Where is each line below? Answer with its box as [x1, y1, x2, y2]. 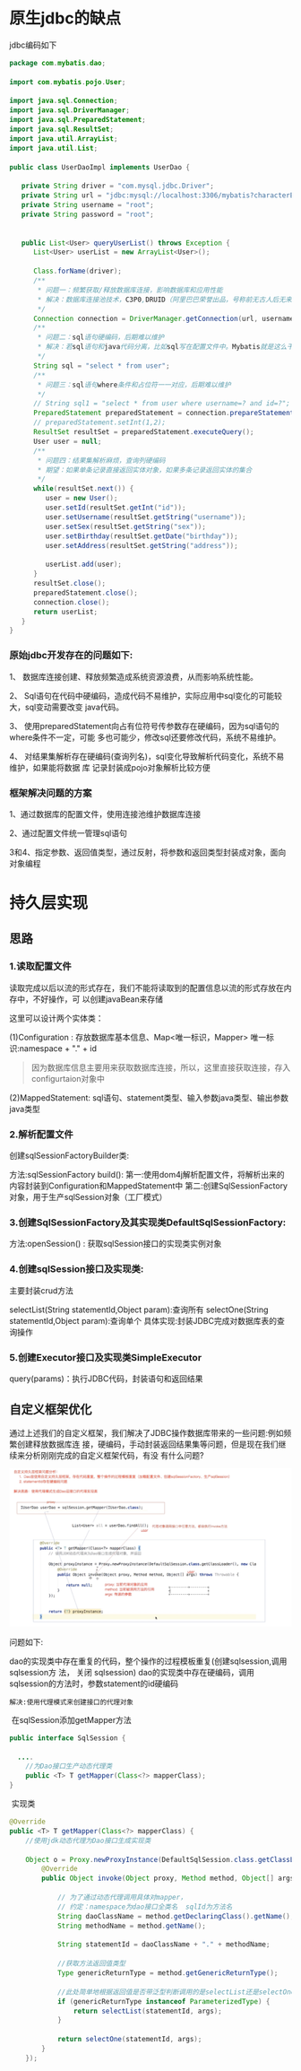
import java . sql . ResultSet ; [9, 125, 115, 135]
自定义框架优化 [9, 1402, 92, 1417]
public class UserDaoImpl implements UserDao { [9, 162, 191, 171]
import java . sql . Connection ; [9, 96, 118, 106]
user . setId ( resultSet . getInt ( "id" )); [45, 503, 186, 512]
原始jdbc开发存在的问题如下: [9, 649, 133, 662]
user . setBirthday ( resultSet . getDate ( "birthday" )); [45, 531, 239, 541]
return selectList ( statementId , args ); [73, 2006, 222, 2015]
